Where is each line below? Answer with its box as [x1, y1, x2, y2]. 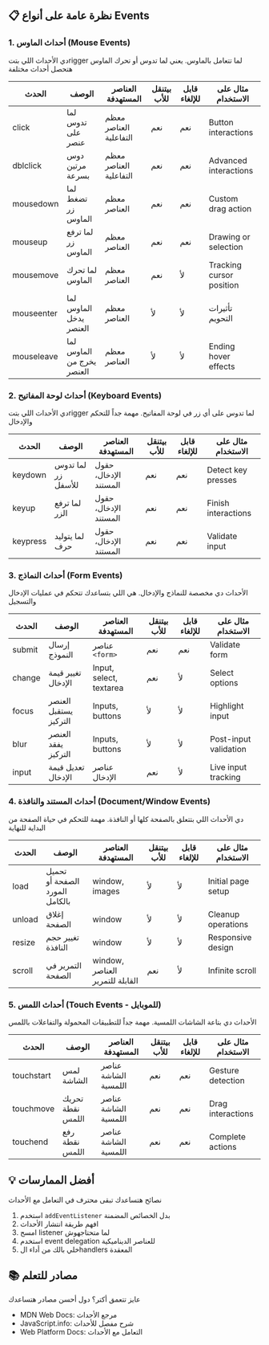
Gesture [209, 1065, 239, 1076]
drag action [208, 202, 252, 214]
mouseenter [12, 307, 58, 318]
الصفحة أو [46, 875, 80, 886]
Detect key [207, 464, 248, 475]
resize [12, 937, 36, 948]
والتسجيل [8, 596, 37, 607]
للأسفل [54, 479, 79, 490]
